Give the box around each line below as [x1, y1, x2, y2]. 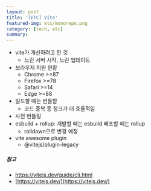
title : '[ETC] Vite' [6, 15, 59, 21]
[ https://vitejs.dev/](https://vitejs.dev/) [14, 178, 110, 185]
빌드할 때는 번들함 [14, 98, 57, 105]
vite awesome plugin [14, 135, 67, 142]
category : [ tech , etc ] [6, 25, 63, 32]
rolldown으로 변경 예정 [24, 128, 79, 135]
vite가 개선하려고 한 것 [14, 49, 68, 56]
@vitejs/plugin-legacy [24, 141, 79, 149]
